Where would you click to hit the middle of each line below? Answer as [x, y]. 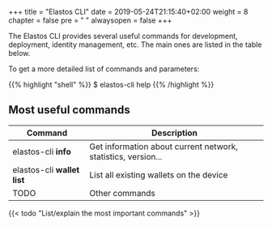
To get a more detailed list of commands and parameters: [104, 69]
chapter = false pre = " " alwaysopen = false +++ [90, 20]
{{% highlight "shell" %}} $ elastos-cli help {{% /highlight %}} [111, 85]
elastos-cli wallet [46, 169]
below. [19, 53]
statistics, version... [126, 156]
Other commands [123, 193]
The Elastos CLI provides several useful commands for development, [123, 36]
